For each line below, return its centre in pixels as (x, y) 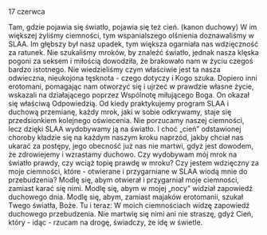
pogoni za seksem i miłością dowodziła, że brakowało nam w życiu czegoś (131, 61)
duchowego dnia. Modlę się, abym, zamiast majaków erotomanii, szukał (126, 197)
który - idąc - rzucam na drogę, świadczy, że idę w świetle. (106, 222)
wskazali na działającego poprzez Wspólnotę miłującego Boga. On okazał (129, 95)
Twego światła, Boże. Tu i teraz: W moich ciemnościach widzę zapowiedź (129, 205)
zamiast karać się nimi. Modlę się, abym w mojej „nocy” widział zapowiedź (131, 188)
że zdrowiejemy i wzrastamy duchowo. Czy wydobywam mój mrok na (123, 154)
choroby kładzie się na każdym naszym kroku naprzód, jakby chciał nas (126, 137)
